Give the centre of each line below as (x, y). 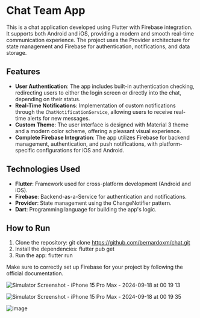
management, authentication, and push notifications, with (86, 144)
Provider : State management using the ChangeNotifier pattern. (93, 203)
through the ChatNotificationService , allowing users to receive (94, 111)
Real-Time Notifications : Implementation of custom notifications (95, 105)
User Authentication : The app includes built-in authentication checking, (105, 86)
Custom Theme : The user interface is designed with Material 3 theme (102, 125)
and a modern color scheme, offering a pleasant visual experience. (98, 131)
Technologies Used (43, 169)
